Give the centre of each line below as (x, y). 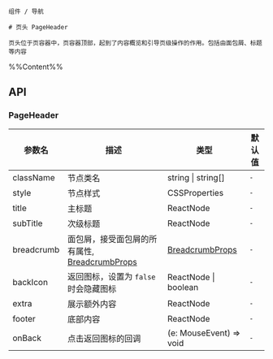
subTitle (28, 223)
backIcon (30, 282)
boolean (183, 287)
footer (24, 318)
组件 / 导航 (26, 11)
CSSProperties (196, 192)
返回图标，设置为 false (112, 276)
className (34, 177)
